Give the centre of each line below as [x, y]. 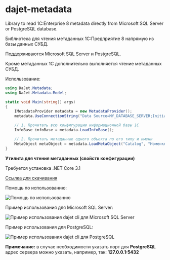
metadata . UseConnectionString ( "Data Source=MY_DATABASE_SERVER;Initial [91, 116]
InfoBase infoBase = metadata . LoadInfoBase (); [64, 130]
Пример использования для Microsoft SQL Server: [59, 207]
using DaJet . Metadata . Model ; [36, 93]
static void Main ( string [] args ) [40, 102]
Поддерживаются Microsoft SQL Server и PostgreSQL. [63, 54]
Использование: [23, 79]
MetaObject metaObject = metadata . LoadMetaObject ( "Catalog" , [80, 144]
